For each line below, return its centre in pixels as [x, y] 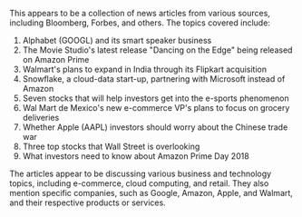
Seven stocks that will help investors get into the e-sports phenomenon [156, 98]
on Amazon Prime [56, 59]
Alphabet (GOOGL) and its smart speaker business [117, 40]
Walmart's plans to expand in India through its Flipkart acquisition [145, 69]
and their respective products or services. [88, 202]
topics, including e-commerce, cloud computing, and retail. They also [139, 183]
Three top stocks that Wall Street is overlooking [111, 146]
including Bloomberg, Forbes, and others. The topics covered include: [140, 23]
